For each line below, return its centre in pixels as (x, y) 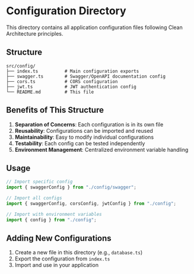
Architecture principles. (35, 33)
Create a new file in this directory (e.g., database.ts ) (79, 253)
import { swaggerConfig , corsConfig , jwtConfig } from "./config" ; (91, 203)
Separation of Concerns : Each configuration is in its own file (89, 124)
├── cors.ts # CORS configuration (62, 81)
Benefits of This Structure (55, 110)
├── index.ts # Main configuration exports (73, 71)
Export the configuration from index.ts (62, 259)
